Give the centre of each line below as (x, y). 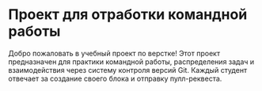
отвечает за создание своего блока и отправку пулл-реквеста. (115, 78)
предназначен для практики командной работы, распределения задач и (131, 62)
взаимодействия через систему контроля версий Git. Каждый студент (128, 70)
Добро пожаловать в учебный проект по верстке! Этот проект (114, 53)
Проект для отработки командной (128, 15)
